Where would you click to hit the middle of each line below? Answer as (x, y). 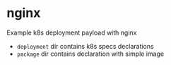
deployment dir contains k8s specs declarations (85, 46)
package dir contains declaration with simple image (90, 54)
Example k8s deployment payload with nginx (72, 32)
